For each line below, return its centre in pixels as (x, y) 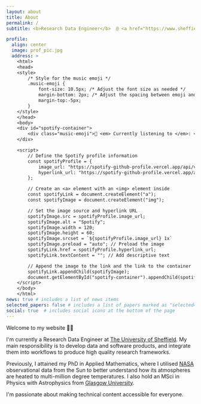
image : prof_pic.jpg (37, 51)
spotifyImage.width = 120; (61, 227)
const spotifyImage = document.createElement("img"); (96, 200)
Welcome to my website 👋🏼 (40, 327)
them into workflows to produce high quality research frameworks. (88, 352)
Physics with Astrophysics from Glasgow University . (70, 382)
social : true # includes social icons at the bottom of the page (91, 311)
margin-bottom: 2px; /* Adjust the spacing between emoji (112, 95)
